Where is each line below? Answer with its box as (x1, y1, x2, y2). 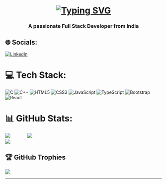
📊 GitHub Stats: (5, 113, 73, 124)
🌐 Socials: (5, 38, 38, 47)
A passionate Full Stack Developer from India (28, 23, 139, 30)
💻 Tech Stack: (5, 69, 67, 81)
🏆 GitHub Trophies (5, 153, 66, 162)
